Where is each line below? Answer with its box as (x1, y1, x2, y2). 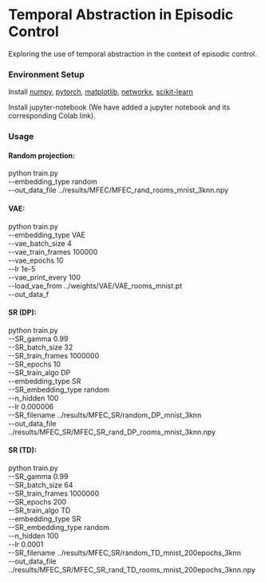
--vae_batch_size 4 (8, 238, 72, 248)
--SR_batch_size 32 (8, 342, 73, 352)
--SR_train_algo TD (8, 505, 71, 515)
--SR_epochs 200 (8, 497, 67, 506)
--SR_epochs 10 (8, 359, 61, 369)
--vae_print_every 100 (8, 272, 81, 282)
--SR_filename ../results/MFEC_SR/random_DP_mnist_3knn (8, 410, 202, 420)
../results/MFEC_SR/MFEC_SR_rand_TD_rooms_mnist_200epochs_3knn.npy (8, 564, 255, 574)
